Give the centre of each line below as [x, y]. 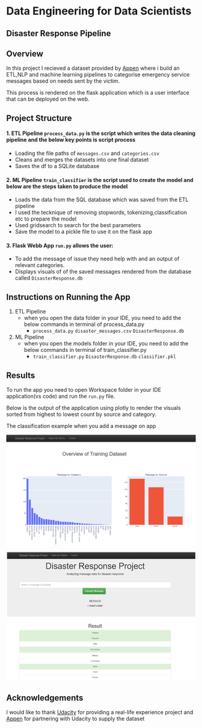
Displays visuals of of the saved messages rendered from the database [103, 272]
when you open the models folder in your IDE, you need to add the [106, 344]
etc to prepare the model [46, 219]
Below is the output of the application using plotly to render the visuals [94, 408]
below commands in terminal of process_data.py [84, 324]
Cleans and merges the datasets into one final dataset [82, 159]
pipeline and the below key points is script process [71, 140]
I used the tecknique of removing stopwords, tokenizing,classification [101, 213]
